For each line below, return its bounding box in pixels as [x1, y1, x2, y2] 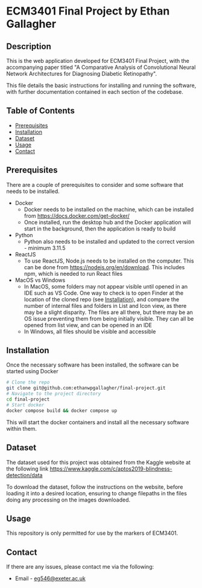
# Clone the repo [6, 379, 50, 385]
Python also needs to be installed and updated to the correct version [24, 238, 195, 245]
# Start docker [6, 402, 45, 408]
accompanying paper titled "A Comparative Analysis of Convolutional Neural [6, 64, 196, 71]
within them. [6, 425, 37, 432]
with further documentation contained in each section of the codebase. [6, 88, 184, 95]
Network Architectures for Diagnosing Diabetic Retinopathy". [6, 70, 157, 77]
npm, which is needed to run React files [24, 270, 123, 277]
